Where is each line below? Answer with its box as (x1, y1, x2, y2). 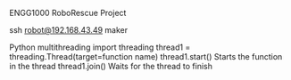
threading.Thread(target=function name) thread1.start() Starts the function (9, 52, 283, 61)
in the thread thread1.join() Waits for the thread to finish (9, 61, 212, 71)
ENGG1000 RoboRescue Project (9, 8, 127, 18)
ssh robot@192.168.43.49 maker (9, 25, 129, 35)
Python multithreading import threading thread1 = (9, 42, 191, 52)
